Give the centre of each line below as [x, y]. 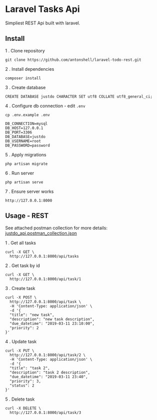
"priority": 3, [25, 381]
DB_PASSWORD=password [28, 145]
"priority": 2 [24, 328]
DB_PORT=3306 [19, 132]
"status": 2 [22, 385]
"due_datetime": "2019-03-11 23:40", [49, 377]
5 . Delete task [20, 399]
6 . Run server [20, 173]
